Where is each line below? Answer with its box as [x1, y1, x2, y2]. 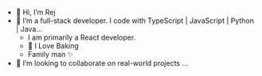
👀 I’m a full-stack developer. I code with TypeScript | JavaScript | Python [15, 16, 255, 25]
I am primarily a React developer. [27, 32, 136, 42]
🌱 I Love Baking [27, 41, 80, 51]
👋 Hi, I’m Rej [15, 8, 56, 17]
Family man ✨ [27, 50, 74, 59]
